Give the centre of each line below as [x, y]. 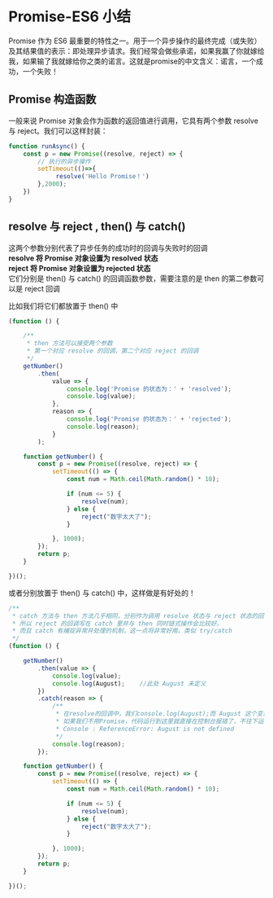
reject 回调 [42, 288]
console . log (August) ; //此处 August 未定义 [129, 683]
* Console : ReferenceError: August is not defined [145, 729]
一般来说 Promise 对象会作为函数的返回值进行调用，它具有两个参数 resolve [133, 120]
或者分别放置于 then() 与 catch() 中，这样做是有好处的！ [102, 593]
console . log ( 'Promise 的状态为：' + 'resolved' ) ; [149, 389]
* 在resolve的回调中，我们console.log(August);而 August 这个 [156, 714]
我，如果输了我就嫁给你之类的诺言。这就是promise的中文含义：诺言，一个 [132, 61]
